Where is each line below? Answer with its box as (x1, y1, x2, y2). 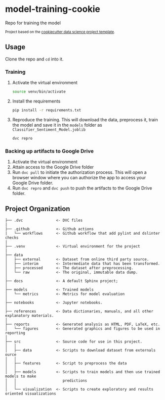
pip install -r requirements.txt (12, 107, 82, 112)
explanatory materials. (5, 313, 54, 318)
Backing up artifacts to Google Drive (5, 148, 94, 154)
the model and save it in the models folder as (12, 122, 102, 128)
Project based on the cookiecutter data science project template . (5, 29, 115, 34)
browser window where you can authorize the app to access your (12, 174, 146, 180)
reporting (5, 330, 26, 335)
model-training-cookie (5, 3, 100, 15)
